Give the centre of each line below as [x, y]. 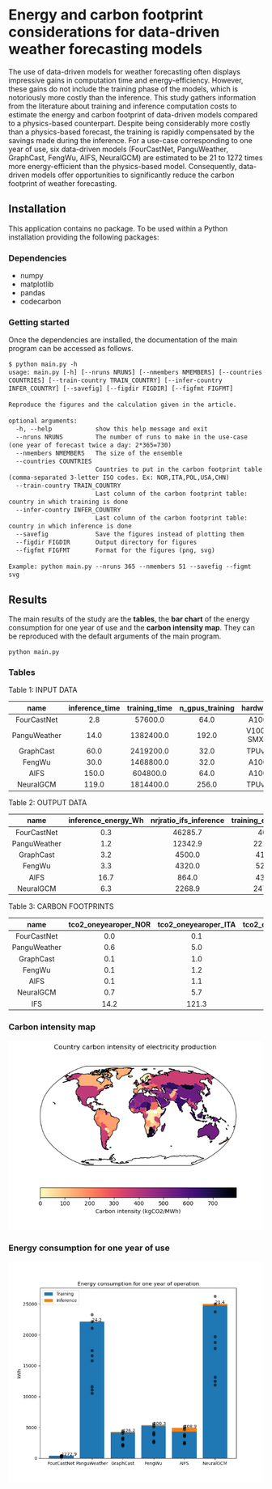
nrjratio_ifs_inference [188, 821]
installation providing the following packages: [84, 237]
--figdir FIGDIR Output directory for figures [106, 543]
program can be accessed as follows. [71, 349]
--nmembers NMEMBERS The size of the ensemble [99, 454]
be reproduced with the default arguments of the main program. [115, 636]
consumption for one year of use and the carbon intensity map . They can [132, 628]
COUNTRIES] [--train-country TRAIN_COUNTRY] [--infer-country [115, 381]
